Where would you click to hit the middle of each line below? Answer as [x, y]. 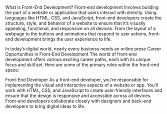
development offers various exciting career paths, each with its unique [78, 59]
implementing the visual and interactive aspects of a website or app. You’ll [82, 85]
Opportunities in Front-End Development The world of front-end [71, 54]
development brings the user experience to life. [63, 39]
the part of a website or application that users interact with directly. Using [81, 12]
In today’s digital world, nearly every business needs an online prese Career [83, 49]
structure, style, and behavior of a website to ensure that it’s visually [75, 23]
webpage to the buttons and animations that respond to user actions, [76, 34]
